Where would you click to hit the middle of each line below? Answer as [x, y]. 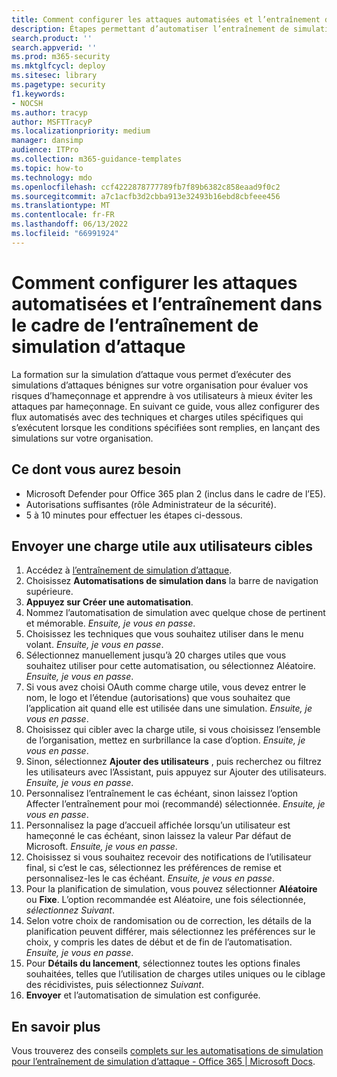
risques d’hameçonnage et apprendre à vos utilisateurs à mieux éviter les [162, 395]
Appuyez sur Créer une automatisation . [109, 602]
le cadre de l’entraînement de [135, 325]
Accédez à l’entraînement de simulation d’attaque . [129, 570]
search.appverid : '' [54, 47]
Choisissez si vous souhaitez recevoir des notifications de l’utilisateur [168, 857]
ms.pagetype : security [58, 85]
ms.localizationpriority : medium [81, 131]
